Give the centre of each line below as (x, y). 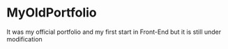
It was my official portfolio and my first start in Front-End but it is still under (114, 32)
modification (24, 39)
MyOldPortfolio (52, 13)
